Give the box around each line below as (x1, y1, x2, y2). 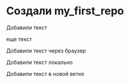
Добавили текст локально (6, 59, 73, 66)
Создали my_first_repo (6, 4, 124, 18)
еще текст (6, 35, 32, 42)
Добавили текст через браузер (6, 47, 86, 54)
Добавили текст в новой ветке (6, 70, 84, 77)
